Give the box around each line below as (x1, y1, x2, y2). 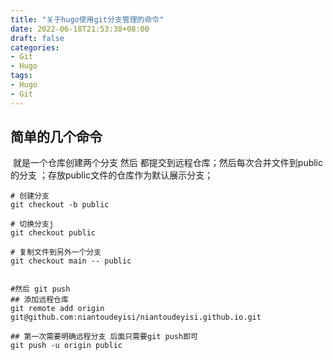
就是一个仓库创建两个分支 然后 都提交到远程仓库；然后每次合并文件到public (12, 157, 324, 169)
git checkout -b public (10, 200, 110, 210)
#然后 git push (10, 284, 71, 295)
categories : (10, 42, 60, 53)
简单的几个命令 (10, 129, 103, 146)
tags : (10, 71, 33, 81)
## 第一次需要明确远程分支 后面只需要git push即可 (10, 332, 198, 342)
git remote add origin (10, 304, 105, 314)
